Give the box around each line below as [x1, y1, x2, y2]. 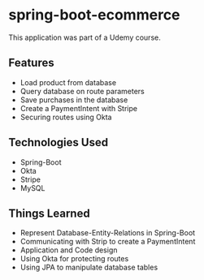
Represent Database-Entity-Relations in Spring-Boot [20, 228, 196, 238]
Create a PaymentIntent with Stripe [20, 103, 138, 113]
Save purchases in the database [20, 95, 128, 105]
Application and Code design [20, 245, 118, 255]
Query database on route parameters [20, 86, 145, 96]
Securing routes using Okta [20, 112, 112, 122]
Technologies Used [8, 136, 108, 149]
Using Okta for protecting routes [20, 254, 129, 264]
